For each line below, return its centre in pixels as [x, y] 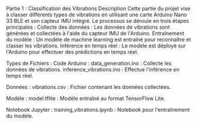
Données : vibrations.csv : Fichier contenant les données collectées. [89, 87]
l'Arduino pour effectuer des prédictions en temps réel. [72, 52]
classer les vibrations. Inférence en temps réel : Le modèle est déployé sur [96, 46]
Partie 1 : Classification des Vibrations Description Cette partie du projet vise [98, 8]
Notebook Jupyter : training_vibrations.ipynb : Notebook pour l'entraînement [98, 110]
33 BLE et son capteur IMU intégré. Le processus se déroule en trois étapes [98, 21]
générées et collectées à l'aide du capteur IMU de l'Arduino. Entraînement [95, 33]
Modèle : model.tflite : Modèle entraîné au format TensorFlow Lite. [86, 98]
